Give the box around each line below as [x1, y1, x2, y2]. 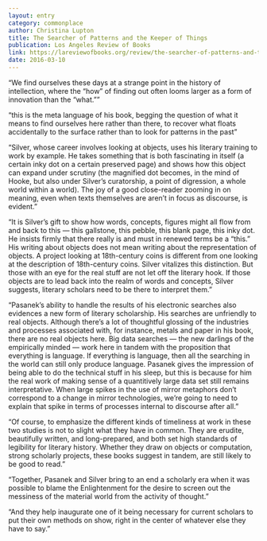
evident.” [8, 201, 38, 211]
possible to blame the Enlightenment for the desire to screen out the [8, 483, 231, 492]
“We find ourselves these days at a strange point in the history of [8, 77, 221, 88]
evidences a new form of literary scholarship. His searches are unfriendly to [8, 308, 257, 318]
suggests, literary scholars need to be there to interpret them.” [8, 284, 213, 294]
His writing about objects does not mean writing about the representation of [8, 242, 257, 251]
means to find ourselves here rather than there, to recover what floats [8, 119, 237, 128]
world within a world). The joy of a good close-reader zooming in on [8, 185, 232, 194]
